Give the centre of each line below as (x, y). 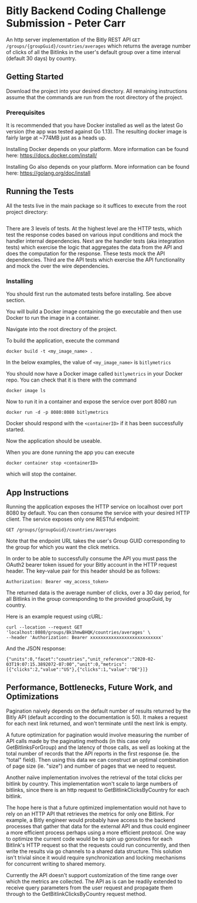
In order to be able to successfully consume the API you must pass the (91, 558)
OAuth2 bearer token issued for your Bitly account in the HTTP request (91, 564)
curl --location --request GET (44, 627)
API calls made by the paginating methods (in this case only (78, 741)
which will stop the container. (42, 474)
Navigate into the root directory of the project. (62, 329)
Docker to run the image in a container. (53, 318)
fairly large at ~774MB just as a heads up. (56, 138)
